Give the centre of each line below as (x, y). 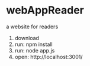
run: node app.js (35, 50)
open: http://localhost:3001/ (49, 57)
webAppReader (45, 10)
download (27, 38)
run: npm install (33, 44)
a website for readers (32, 27)
